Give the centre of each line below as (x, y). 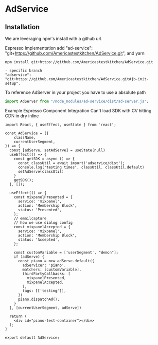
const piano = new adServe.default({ (56, 261)
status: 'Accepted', (39, 239)
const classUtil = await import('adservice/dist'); (71, 163)
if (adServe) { (29, 256)
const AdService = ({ (27, 133)
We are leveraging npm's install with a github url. (54, 38)
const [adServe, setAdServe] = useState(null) (57, 150)
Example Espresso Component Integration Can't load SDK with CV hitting (78, 110)
